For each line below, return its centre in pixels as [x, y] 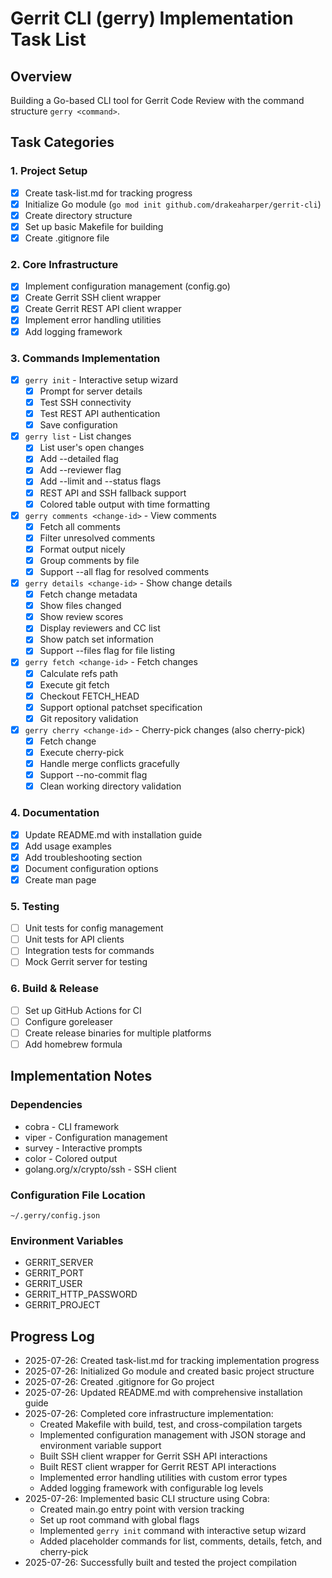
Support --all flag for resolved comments [124, 571]
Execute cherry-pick [82, 752]
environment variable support [100, 1446]
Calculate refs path [78, 673]
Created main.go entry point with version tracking [142, 1509]
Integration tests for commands [89, 951]
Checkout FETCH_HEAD [89, 696]
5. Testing [35, 906]
